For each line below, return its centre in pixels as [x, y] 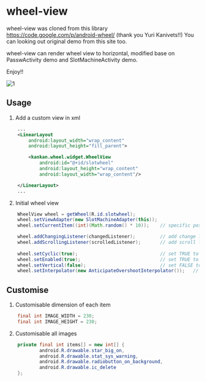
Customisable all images [46, 333]
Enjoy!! [15, 71]
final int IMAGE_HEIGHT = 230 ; [57, 322]
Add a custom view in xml [48, 117]
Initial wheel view [37, 203]
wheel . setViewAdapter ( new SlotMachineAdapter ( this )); [87, 220]
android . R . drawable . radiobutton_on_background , [101, 362]
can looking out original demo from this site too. [67, 41]
